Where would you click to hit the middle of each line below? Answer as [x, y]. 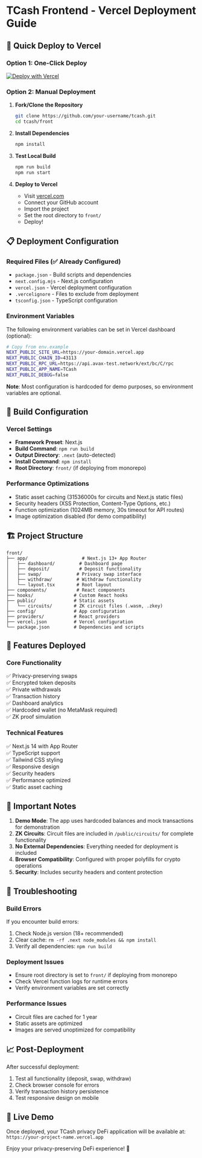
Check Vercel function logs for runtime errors [71, 981]
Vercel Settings [29, 429]
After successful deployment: [43, 1067]
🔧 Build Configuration [47, 412]
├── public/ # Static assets [60, 600]
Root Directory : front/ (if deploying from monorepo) [80, 468]
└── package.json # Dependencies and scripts [75, 627]
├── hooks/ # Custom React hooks [67, 595]
